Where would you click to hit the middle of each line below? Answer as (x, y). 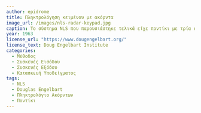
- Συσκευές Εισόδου (36, 62)
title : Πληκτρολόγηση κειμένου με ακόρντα (60, 17)
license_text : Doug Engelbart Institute (57, 45)
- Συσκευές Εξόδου (35, 67)
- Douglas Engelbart (37, 90)
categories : (21, 51)
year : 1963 (20, 34)
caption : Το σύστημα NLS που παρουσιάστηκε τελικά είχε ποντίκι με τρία (99, 28)
